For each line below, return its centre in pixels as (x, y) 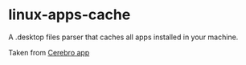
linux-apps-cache (70, 15)
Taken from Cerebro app (49, 52)
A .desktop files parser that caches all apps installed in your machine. (123, 37)
